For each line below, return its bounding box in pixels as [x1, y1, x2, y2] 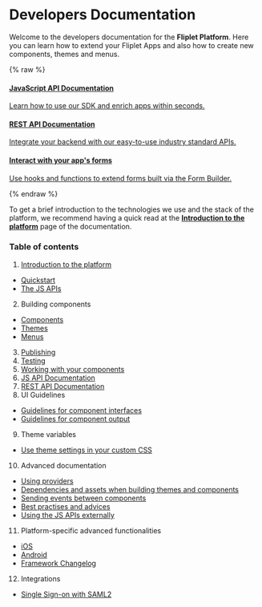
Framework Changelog [20, 558, 97, 568]
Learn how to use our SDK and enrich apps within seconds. [9, 101, 205, 111]
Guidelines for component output [20, 414, 131, 423]
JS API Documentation [20, 373, 95, 382]
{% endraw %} [9, 188, 58, 198]
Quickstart [20, 275, 55, 285]
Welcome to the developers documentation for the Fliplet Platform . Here [9, 32, 249, 42]
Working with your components [20, 364, 125, 374]
